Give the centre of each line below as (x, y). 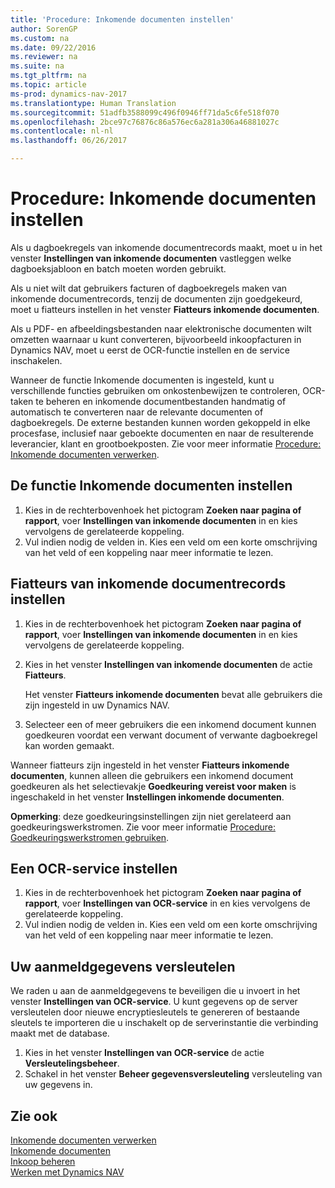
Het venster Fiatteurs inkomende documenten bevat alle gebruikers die (173, 694)
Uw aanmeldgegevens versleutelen (123, 966)
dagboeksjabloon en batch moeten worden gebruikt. (118, 268)
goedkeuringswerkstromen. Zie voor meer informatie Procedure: (143, 827)
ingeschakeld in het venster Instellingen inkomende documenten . (147, 797)
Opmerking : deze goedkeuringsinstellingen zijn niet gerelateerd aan (151, 816)
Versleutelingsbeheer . (72, 1063)
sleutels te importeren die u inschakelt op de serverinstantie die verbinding (164, 1023)
